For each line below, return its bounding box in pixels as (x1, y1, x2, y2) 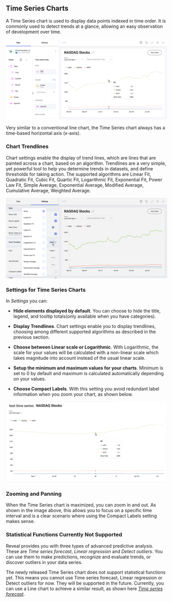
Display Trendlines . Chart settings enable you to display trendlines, (13, 323, 156, 329)
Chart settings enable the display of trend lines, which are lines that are (6, 154, 156, 161)
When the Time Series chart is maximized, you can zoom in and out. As (6, 502, 156, 508)
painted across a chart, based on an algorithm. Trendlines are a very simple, (6, 160, 166, 166)
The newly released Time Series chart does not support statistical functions (6, 569, 166, 575)
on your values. (13, 376, 46, 382)
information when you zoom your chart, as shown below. (13, 391, 133, 397)
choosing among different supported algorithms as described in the (13, 328, 156, 335)
